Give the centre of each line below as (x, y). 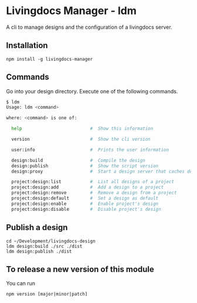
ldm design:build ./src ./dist (44, 246)
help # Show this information (82, 129)
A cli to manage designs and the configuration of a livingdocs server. (89, 27)
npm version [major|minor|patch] (47, 294)
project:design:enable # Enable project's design (85, 204)
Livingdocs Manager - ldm (71, 11)
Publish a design (37, 228)
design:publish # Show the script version (85, 166)
